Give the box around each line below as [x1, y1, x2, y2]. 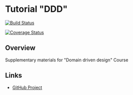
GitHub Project [12, 84, 42, 90]
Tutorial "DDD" [5, 3, 68, 15]
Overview [5, 44, 36, 52]
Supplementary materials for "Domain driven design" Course [5, 57, 129, 63]
